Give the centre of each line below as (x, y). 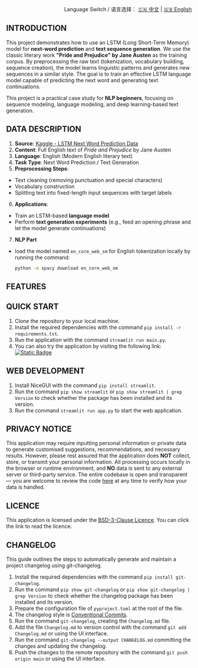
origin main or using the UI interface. (60, 659)
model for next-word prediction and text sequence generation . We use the (98, 49)
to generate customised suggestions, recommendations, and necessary (93, 450)
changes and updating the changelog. (61, 646)
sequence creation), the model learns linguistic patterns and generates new (98, 67)
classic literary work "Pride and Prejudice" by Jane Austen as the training (97, 55)
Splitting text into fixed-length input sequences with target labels (93, 192)
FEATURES (26, 286)
